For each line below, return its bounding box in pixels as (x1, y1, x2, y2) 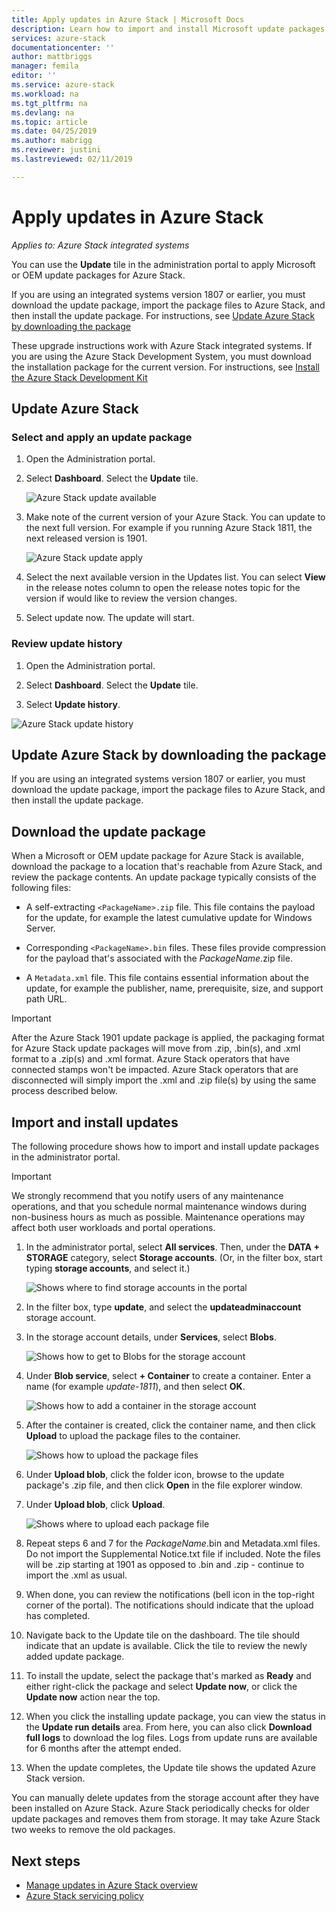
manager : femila (11, 61, 79, 71)
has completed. (25, 1610, 91, 1622)
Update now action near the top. (25, 1691, 161, 1703)
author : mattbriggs (11, 52, 93, 62)
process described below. (11, 1085, 118, 1097)
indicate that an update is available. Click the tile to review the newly (25, 1640, 308, 1652)
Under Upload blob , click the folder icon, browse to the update (25, 1469, 285, 1481)
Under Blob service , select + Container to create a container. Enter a (25, 1370, 312, 1382)
